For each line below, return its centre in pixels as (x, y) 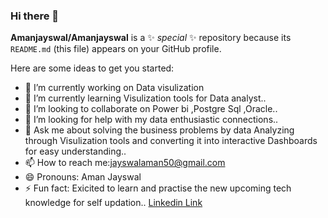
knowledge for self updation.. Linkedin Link (113, 203)
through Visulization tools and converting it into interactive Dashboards (171, 141)
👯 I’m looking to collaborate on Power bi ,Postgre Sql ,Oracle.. (151, 109)
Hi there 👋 (35, 16)
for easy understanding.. (75, 151)
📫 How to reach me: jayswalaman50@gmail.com (125, 163)
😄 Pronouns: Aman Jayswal (83, 177)
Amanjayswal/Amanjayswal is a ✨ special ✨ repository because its (151, 38)
